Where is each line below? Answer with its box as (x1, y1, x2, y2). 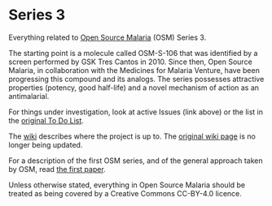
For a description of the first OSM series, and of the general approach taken (8, 156, 263, 165)
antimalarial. (8, 91, 50, 101)
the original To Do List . (8, 115, 84, 125)
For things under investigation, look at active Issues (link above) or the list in (8, 107, 263, 117)
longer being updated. (8, 139, 83, 149)
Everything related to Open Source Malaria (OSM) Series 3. (8, 32, 207, 42)
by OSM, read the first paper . (8, 164, 106, 174)
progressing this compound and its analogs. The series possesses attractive (8, 74, 265, 84)
